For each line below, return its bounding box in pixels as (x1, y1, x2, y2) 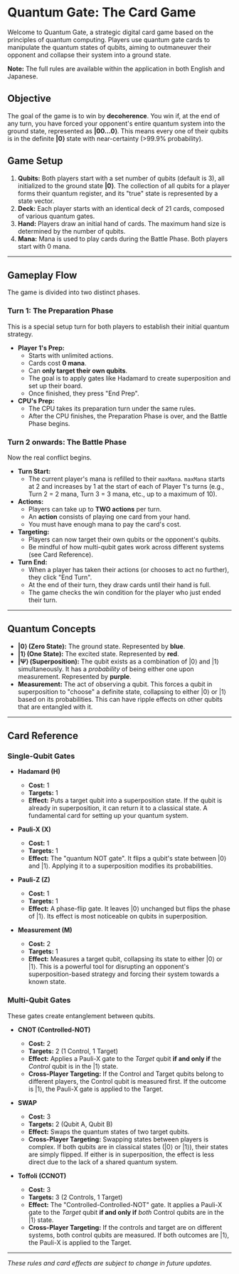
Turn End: (17, 557, 48, 566)
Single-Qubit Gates (7, 751, 75, 761)
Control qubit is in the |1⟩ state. (28, 1062, 119, 1070)
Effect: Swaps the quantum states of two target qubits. (28, 1127, 190, 1136)
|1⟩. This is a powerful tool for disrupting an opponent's (28, 963, 190, 971)
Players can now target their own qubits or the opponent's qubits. (28, 535, 221, 544)
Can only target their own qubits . (28, 366, 128, 375)
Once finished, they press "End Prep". (28, 389, 139, 398)
